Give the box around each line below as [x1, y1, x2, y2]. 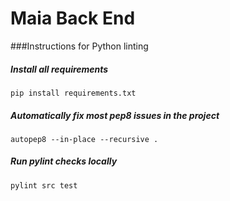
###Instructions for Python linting [10, 40, 149, 52]
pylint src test [10, 180, 78, 191]
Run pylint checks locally [10, 155, 118, 167]
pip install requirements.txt [10, 88, 137, 98]
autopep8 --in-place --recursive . [10, 134, 159, 144]
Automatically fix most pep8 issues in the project [10, 109, 220, 121]
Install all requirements [10, 63, 109, 75]
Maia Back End [10, 7, 136, 30]
